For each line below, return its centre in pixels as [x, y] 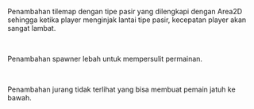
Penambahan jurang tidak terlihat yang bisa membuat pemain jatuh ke [121, 89]
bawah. [20, 98]
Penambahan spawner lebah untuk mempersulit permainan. [105, 59]
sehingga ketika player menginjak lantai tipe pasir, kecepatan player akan [127, 20]
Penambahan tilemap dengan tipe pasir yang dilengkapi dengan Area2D [125, 11]
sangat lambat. [32, 28]
